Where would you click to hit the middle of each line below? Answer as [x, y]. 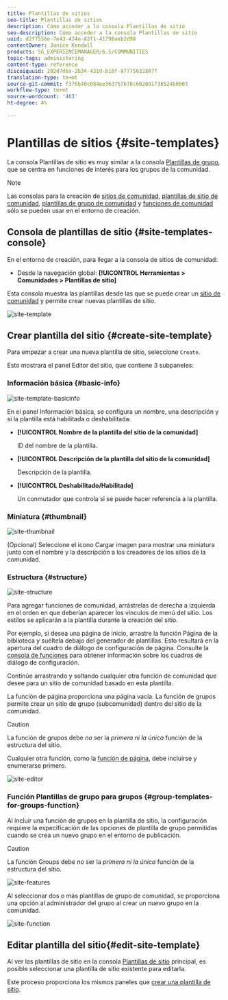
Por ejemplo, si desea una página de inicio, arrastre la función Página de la [112, 634]
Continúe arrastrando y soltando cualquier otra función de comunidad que [112, 676]
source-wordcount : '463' [42, 97]
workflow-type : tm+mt [38, 90]
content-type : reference [42, 65]
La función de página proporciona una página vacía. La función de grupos [112, 697]
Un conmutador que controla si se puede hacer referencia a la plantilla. [117, 498]
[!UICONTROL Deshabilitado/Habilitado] [75, 485]
